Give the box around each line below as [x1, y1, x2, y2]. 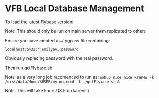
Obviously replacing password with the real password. [5, 55, 114, 61]
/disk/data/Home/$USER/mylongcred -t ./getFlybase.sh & [5, 79, 120, 84]
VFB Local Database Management [5, 3, 144, 14]
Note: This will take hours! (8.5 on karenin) [5, 87, 89, 93]
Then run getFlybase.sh [5, 65, 53, 70]
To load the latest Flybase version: [5, 19, 73, 25]
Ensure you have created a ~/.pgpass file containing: [5, 37, 110, 43]
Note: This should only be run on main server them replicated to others [5, 28, 146, 34]
